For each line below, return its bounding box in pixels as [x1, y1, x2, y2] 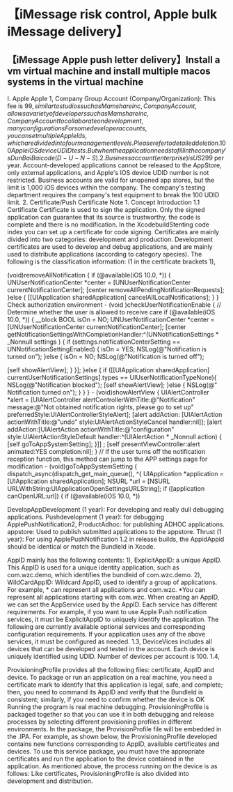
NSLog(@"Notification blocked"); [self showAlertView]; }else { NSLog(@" [7, 381, 218, 389]
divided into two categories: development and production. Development [7, 235, 214, 243]
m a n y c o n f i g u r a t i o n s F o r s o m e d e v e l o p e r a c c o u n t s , [7, 124, 147, 132]
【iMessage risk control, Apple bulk [7, 6, 218, 22]
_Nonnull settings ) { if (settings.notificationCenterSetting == [7, 337, 181, 346]
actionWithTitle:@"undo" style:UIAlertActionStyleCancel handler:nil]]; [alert [7, 418, 223, 426]
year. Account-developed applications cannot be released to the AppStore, [7, 161, 222, 169]
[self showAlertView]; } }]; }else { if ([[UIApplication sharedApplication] [7, 366, 210, 374]
